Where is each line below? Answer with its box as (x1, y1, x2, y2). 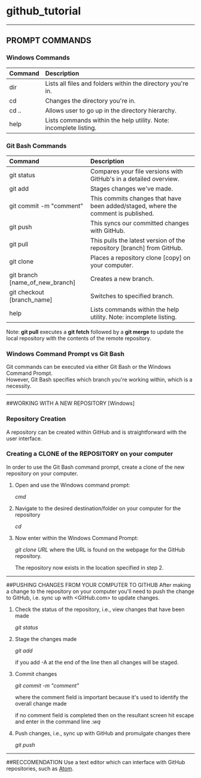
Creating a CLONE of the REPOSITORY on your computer (6, 449, 173, 458)
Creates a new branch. (90, 275, 154, 283)
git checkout (9, 288, 44, 296)
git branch (9, 270, 38, 279)
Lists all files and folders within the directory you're (45, 79, 188, 88)
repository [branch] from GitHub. (90, 243, 183, 252)
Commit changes (14, 670, 57, 677)
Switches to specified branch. (90, 291, 174, 300)
